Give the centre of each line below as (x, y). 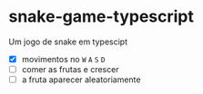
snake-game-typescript (101, 17)
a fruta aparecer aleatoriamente (81, 80)
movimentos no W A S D (63, 59)
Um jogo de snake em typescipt (68, 42)
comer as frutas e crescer (70, 69)
